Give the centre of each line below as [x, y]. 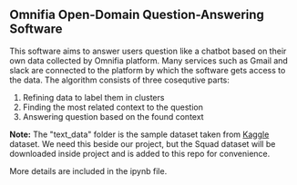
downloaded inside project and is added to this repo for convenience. [140, 153]
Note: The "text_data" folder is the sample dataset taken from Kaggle [139, 134]
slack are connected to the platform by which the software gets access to [148, 70]
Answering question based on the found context [113, 116]
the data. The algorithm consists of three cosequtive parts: [120, 80]
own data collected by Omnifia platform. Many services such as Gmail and [149, 60]
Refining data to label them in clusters [93, 97]
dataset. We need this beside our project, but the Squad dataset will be [143, 143]
